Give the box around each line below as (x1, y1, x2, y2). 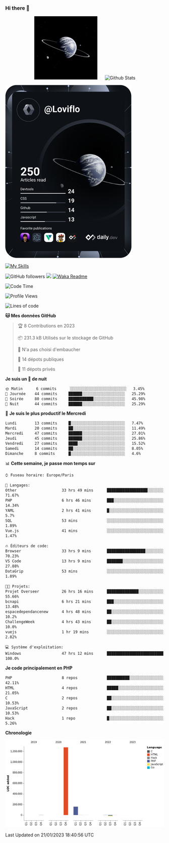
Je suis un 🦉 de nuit (5, 376, 47, 382)
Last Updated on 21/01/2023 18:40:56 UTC (5, 832, 94, 838)
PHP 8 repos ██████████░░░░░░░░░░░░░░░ (5, 676, 164, 681)
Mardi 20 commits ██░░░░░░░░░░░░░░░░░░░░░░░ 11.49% (5, 426, 145, 431)
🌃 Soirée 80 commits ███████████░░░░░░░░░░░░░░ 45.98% (5, 397, 145, 402)
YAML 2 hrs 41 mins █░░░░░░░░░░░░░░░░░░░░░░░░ (5, 508, 164, 513)
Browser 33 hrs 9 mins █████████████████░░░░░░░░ (5, 549, 164, 554)
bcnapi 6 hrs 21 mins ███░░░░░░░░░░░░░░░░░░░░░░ (5, 599, 164, 604)
